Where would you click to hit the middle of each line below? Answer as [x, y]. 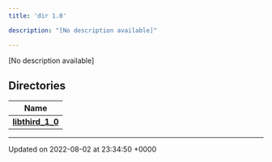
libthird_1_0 [36, 122]
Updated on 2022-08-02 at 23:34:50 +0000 [83, 149]
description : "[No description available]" [83, 30]
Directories [37, 85]
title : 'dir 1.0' [38, 16]
